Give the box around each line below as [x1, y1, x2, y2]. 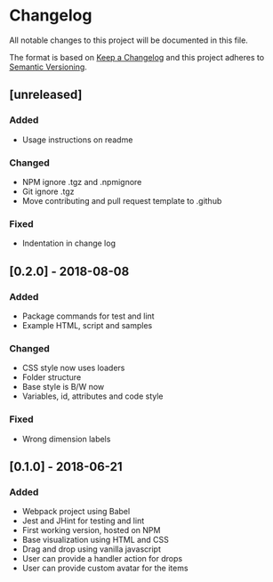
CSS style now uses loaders [21, 362, 125, 374]
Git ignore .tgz [21, 186, 75, 197]
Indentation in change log [21, 238, 116, 249]
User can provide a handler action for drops [21, 554, 183, 564]
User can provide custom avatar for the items [21, 562, 189, 574]
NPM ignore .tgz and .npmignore [21, 176, 142, 187]
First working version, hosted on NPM [21, 525, 161, 536]
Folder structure [21, 372, 82, 383]
